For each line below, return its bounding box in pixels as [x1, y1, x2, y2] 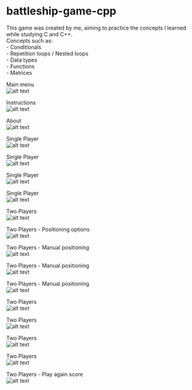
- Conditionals [6, 43, 42, 51]
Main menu [6, 80, 34, 88]
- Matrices [6, 69, 32, 76]
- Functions [6, 62, 35, 70]
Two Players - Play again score [6, 370, 83, 378]
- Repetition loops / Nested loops [6, 50, 89, 57]
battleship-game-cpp [6, 4, 117, 18]
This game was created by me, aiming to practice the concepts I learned [6, 24, 187, 31]
